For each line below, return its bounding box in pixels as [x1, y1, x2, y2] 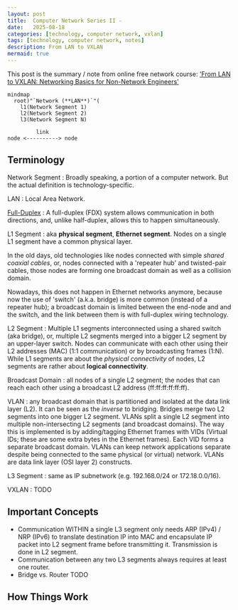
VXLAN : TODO [7, 485, 52, 494]
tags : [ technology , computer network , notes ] [7, 37, 144, 44]
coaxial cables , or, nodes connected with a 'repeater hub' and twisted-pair [7, 258, 227, 267]
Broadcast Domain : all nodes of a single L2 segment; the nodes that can [7, 376, 220, 384]
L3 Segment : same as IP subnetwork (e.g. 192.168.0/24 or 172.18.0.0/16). [7, 471, 221, 480]
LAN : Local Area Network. [7, 194, 85, 203]
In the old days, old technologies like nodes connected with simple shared [7, 251, 225, 259]
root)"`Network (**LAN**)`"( [13, 97, 100, 104]
